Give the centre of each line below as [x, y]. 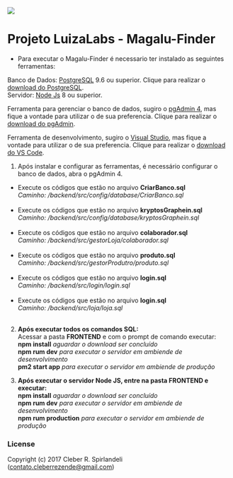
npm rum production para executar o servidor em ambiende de [111, 418]
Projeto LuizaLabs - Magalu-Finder [112, 39]
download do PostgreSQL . [46, 87]
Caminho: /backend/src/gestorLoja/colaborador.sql [93, 240]
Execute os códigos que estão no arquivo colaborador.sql [103, 232]
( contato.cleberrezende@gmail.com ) [61, 467]
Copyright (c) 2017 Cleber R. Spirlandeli [65, 460]
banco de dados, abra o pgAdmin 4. [70, 173]
